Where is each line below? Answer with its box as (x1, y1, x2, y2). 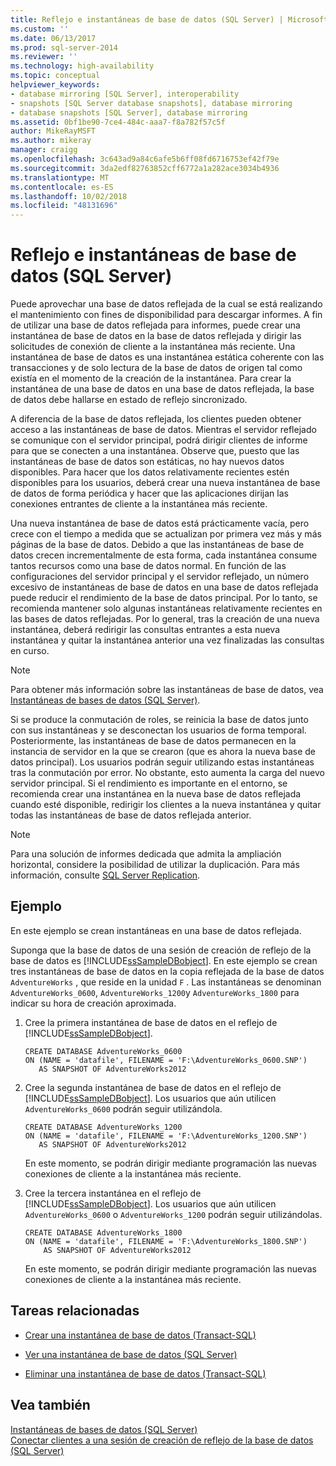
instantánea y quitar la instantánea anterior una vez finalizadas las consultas (10, 634, 325, 646)
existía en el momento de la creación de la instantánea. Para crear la (10, 372, 292, 385)
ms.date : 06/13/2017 (10, 33, 97, 43)
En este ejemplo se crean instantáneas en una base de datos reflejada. (10, 924, 302, 936)
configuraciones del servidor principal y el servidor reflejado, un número (10, 571, 310, 583)
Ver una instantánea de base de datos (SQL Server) (24, 1348, 238, 1360)
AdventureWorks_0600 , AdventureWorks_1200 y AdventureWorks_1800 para (10, 986, 300, 998)
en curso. (10, 645, 50, 657)
